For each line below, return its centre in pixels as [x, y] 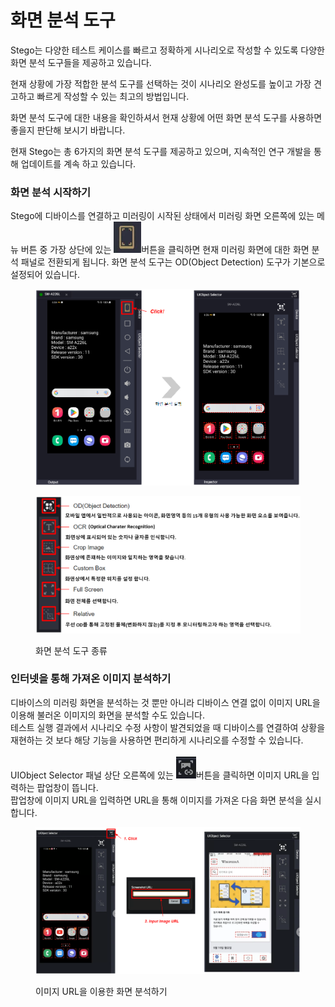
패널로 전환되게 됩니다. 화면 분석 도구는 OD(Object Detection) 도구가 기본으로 [173, 262]
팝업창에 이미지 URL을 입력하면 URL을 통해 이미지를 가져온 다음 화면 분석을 [156, 800]
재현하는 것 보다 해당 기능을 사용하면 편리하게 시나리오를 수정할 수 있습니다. [157, 740]
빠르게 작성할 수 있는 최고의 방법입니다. [113, 96]
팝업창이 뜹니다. [67, 787]
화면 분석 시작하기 [51, 192]
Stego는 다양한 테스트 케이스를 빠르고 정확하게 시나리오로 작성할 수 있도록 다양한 [167, 50]
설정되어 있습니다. [45, 275]
